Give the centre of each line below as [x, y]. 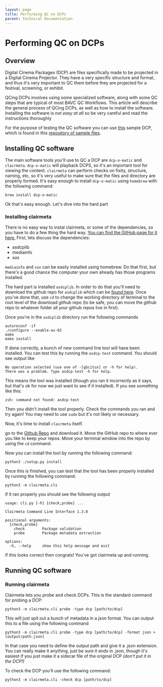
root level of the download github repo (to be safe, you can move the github [81, 302]
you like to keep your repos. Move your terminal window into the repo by [78, 438]
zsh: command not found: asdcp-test [42, 400]
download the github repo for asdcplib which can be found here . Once [76, 292]
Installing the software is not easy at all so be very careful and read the [76, 113]
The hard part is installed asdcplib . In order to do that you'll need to [73, 287]
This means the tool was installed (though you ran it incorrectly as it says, [79, 381]
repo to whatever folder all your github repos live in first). [62, 308]
